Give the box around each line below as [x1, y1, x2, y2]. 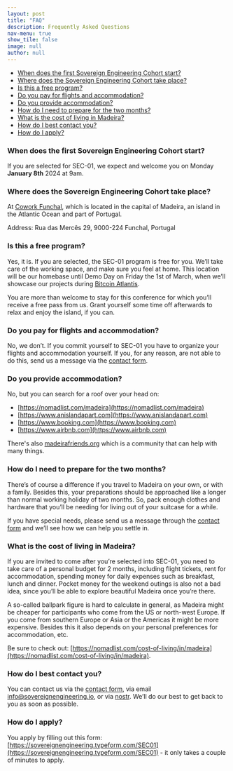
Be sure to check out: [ [7, 643, 73, 652]
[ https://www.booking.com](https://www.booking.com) [17, 418, 176, 427]
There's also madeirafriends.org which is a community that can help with [7, 439, 218, 448]
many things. [7, 447, 45, 455]
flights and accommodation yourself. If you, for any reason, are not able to [7, 349, 221, 358]
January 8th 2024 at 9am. [7, 169, 84, 177]
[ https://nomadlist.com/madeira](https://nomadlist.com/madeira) [17, 403, 204, 412]
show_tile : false [7, 36, 58, 43]
